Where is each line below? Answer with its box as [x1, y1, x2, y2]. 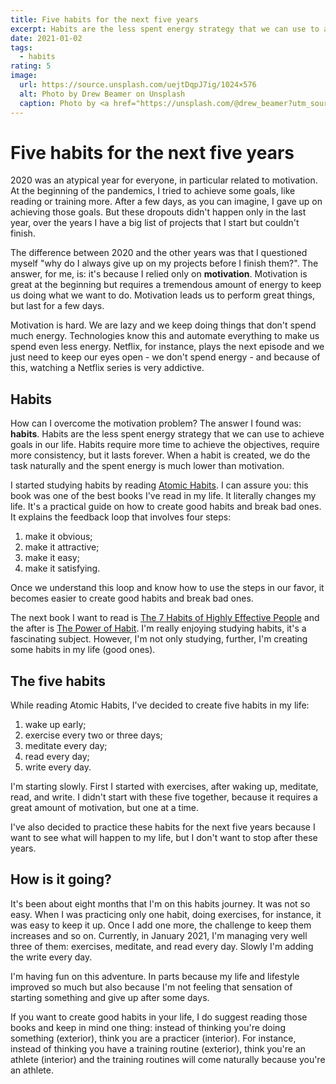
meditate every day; [24, 740, 108, 752]
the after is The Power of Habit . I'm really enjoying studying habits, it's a [10, 622, 307, 635]
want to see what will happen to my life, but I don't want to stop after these [10, 832, 318, 844]
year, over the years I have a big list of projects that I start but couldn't [10, 217, 300, 229]
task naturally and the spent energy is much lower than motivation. [10, 460, 285, 472]
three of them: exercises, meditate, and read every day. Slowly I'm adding [10, 940, 314, 952]
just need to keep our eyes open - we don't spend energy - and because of [10, 351, 321, 363]
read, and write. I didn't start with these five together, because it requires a [10, 791, 318, 803]
